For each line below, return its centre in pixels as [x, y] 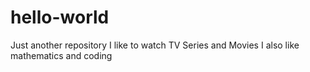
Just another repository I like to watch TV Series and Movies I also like [155, 45]
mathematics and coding [61, 55]
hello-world [60, 17]
